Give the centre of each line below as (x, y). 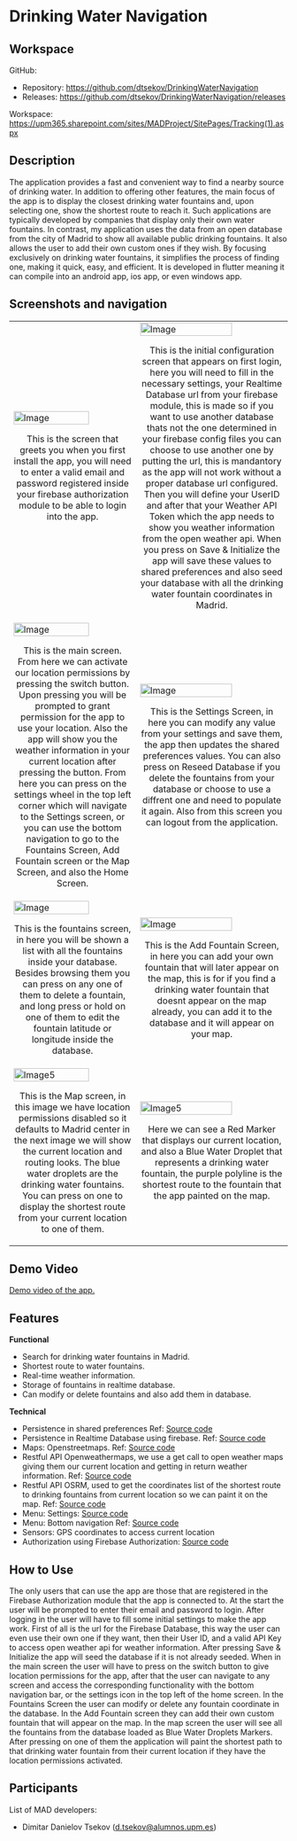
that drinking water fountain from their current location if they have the (137, 1751)
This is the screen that (72, 439)
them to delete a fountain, (72, 995)
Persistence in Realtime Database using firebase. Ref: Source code (144, 1439)
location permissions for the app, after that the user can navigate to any (140, 1676)
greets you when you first (72, 449)
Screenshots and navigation (88, 304)
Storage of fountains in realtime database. (98, 1385)
